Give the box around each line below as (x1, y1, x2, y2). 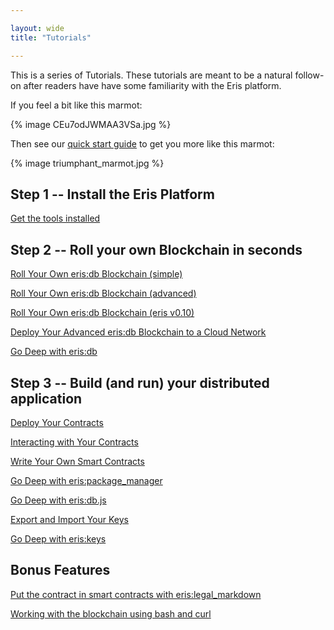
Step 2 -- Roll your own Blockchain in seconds (10, 241, 303, 258)
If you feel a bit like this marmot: (10, 99, 143, 111)
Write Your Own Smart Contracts (10, 455, 145, 467)
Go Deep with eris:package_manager (10, 474, 163, 486)
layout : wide (10, 23, 65, 33)
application (10, 390, 83, 407)
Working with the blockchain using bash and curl (10, 607, 212, 620)
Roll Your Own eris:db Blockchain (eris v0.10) (10, 307, 195, 319)
